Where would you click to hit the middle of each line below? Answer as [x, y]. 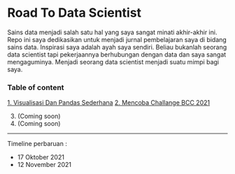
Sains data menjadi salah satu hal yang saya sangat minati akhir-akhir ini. [112, 32]
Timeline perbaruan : [37, 144]
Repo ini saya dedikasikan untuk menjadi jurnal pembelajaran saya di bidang [117, 39]
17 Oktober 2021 [41, 157]
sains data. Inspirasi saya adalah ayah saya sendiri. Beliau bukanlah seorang [117, 47]
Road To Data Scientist [74, 13]
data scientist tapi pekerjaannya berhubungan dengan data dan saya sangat [117, 55]
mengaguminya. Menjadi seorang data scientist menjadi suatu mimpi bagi [113, 61]
